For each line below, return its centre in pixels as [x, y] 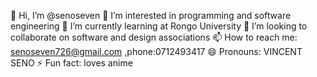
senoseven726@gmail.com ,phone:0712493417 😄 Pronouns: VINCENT [156, 51]
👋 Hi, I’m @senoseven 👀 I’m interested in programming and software [151, 15]
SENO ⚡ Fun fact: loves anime [71, 63]
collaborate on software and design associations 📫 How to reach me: [154, 37]
